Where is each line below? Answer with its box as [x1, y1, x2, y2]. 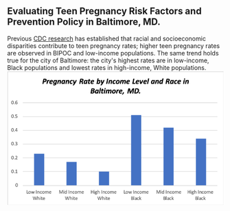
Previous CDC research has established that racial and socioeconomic [7, 34, 206, 42]
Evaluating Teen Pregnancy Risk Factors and [7, 5, 202, 17]
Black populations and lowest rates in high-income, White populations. [7, 63, 207, 71]
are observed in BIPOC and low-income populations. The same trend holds [7, 49, 219, 57]
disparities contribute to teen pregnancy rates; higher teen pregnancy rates [7, 41, 220, 50]
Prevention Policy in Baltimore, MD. [7, 16, 161, 28]
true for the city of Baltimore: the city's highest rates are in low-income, [7, 56, 209, 64]
